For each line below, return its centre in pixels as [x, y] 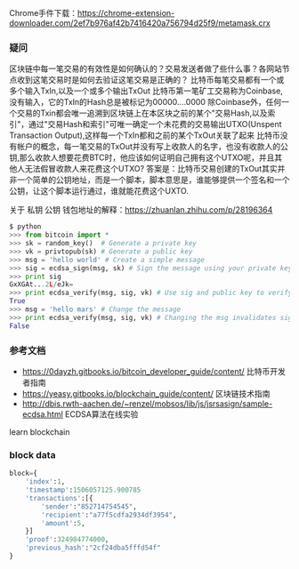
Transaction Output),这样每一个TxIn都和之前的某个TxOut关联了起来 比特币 [145, 135]
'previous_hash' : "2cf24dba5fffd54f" [93, 548]
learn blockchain [40, 432]
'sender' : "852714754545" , [89, 506]
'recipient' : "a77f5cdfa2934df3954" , [109, 515]
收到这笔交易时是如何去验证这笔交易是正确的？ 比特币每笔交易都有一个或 [150, 80]
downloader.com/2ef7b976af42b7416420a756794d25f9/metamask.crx [140, 23]
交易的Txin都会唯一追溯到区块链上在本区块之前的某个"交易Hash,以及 [142, 113]
